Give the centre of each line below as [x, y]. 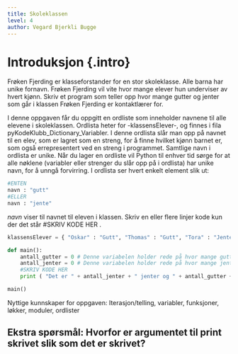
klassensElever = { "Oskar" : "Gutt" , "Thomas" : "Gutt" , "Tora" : [109, 237]
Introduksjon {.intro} [69, 62]
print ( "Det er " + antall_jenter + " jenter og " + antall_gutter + [126, 277]
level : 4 [20, 21]
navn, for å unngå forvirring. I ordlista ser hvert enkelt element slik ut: [108, 171]
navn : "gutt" [28, 190]
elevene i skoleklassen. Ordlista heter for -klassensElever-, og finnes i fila [114, 125]
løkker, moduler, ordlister [44, 310]
